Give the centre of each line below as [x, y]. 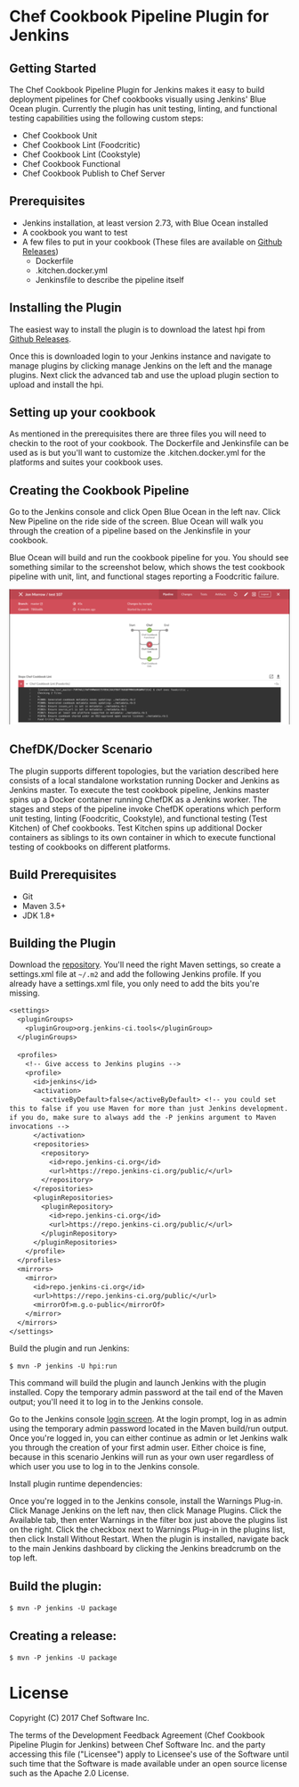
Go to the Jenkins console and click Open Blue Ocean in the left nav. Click [145, 512]
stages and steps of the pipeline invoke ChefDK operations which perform [145, 808]
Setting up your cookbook [82, 413]
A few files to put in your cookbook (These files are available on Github [152, 242]
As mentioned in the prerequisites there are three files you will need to [138, 434]
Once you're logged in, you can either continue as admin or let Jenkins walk [149, 1438]
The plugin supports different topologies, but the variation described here [144, 771]
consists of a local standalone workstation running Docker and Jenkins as [145, 780]
